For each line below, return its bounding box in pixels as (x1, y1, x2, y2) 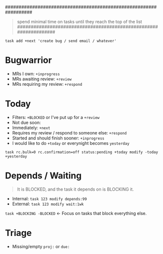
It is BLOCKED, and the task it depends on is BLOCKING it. (17, 186, 134, 192)
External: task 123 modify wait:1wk (12, 201, 84, 207)
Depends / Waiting (5, 170, 82, 181)
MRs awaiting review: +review (12, 76, 72, 82)
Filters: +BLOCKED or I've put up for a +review (12, 114, 100, 120)
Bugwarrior (5, 55, 52, 66)
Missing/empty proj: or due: (12, 243, 70, 249)
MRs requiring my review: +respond (12, 81, 82, 87)
